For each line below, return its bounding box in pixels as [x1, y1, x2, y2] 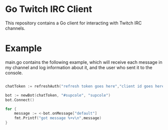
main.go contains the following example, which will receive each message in [5, 59, 162, 65]
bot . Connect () [5, 97, 35, 103]
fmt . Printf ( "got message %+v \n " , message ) [14, 116, 101, 121]
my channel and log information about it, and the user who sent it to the [5, 64, 152, 70]
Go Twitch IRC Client [5, 3, 92, 15]
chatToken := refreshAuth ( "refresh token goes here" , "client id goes [5, 84, 153, 89]
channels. [5, 25, 25, 31]
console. [5, 70, 23, 76]
